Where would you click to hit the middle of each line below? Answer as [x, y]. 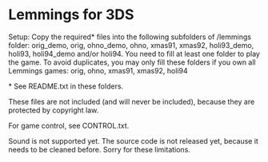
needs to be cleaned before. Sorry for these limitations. [99, 149]
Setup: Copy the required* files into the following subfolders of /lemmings [130, 37]
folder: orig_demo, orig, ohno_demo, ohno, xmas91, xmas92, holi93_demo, [131, 45]
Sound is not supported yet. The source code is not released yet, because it [133, 140]
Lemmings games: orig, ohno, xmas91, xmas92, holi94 [98, 70]
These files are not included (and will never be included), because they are [132, 101]
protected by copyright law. [54, 110]
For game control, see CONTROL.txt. [69, 125]
